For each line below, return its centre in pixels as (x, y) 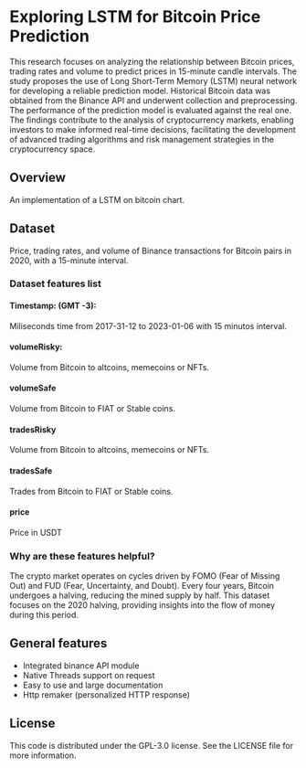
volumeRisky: (36, 347)
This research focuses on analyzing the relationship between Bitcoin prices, (152, 61)
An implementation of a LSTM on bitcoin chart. (97, 199)
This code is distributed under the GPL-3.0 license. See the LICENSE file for (152, 745)
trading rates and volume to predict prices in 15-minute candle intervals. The (153, 71)
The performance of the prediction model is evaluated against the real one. (151, 110)
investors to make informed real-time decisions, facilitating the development (153, 129)
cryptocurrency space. (53, 149)
